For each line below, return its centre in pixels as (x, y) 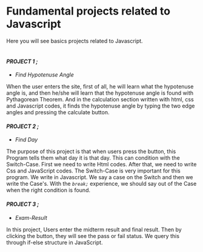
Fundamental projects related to (88, 11)
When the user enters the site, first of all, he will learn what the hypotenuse (100, 87)
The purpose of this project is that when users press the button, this (91, 152)
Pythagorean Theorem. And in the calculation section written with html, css (100, 100)
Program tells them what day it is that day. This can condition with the (93, 158)
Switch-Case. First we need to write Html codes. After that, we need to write (101, 165)
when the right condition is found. (48, 190)
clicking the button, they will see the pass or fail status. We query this (93, 236)
